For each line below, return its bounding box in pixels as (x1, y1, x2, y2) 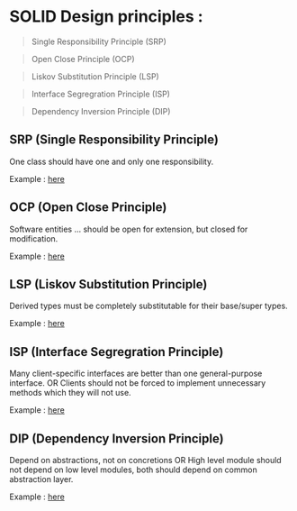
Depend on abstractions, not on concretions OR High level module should (9, 455, 282, 465)
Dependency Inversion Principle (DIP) (31, 105, 171, 116)
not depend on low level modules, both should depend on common (9, 464, 258, 475)
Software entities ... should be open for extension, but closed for (9, 224, 248, 234)
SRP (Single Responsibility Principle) (9, 132, 219, 148)
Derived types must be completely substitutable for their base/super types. (9, 300, 288, 312)
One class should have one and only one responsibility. (9, 156, 214, 167)
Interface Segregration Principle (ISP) (31, 88, 171, 99)
